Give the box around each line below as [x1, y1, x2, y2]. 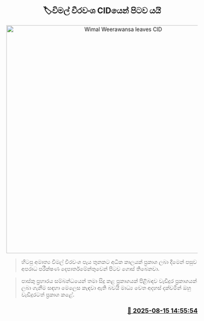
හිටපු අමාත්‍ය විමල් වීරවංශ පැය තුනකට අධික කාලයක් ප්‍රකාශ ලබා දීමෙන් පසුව [21, 258, 197, 265]
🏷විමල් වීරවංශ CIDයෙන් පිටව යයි [42, 5, 161, 16]
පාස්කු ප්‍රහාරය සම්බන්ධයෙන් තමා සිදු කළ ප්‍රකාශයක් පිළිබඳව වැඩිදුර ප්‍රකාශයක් [21, 277, 197, 285]
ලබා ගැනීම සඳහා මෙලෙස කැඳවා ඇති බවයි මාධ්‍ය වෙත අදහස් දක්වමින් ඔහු [21, 284, 191, 291]
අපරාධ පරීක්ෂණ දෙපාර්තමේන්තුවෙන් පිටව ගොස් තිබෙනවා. [21, 264, 160, 272]
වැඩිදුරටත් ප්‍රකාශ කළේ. [21, 291, 75, 298]
